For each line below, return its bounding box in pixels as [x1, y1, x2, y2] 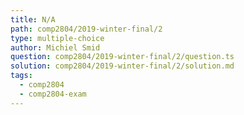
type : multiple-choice [10, 33, 105, 43]
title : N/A [10, 14, 56, 25]
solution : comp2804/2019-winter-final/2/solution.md [10, 61, 235, 71]
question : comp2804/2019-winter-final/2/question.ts [10, 52, 235, 62]
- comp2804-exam [19, 89, 87, 99]
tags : [10, 71, 33, 81]
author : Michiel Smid [10, 42, 101, 53]
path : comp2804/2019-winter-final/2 [10, 24, 163, 34]
